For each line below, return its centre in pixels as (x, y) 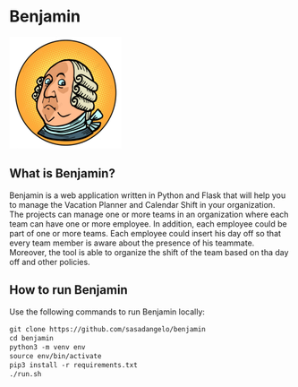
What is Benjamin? (63, 173)
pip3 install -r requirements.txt (74, 365)
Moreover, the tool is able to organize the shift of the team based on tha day (149, 252)
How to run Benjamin (68, 290)
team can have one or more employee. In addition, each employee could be (149, 224)
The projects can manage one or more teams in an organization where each (149, 214)
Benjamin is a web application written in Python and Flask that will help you (148, 195)
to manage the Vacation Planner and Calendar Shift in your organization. (142, 204)
